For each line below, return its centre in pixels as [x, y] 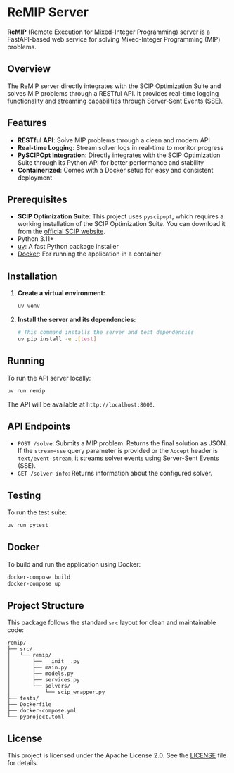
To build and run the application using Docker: [74, 564]
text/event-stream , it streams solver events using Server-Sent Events [118, 458]
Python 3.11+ [36, 239]
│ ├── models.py [40, 674]
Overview [29, 69]
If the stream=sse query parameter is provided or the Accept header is [117, 451]
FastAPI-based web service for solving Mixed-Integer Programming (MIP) [114, 39]
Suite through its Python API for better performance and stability [111, 162]
